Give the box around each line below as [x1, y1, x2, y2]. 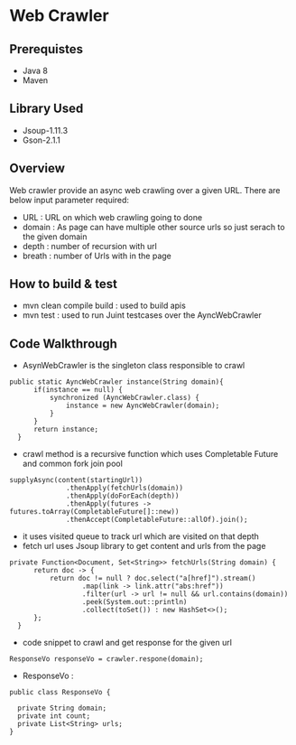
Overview [9, 161, 66, 176]
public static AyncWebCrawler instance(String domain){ [9, 377, 224, 386]
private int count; [17, 712, 91, 721]
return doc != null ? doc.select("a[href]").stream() [49, 574, 256, 583]
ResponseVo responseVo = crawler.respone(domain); [9, 655, 204, 664]
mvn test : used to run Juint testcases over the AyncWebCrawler [22, 310, 262, 321]
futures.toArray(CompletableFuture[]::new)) [9, 508, 180, 517]
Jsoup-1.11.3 [22, 125, 69, 135]
